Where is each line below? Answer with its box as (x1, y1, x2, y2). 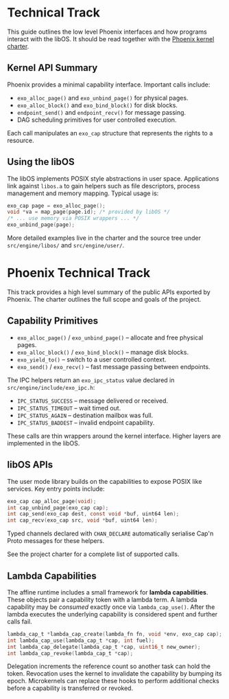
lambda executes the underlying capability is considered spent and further (7, 610, 218, 618)
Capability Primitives (7, 315, 99, 327)
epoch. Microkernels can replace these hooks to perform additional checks (7, 677, 219, 685)
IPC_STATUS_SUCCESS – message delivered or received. (16, 397, 168, 405)
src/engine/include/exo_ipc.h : (7, 383, 95, 391)
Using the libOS (7, 156, 75, 168)
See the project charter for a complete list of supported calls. (7, 550, 180, 558)
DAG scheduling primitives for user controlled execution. (16, 115, 177, 124)
